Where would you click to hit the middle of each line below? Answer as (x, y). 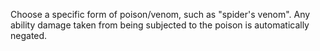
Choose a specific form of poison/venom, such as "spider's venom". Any (160, 14)
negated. (29, 35)
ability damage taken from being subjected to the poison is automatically (160, 25)
